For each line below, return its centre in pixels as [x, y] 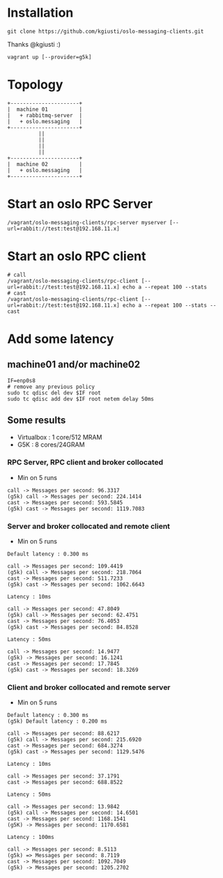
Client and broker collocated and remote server [89, 688]
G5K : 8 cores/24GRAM [51, 445]
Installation [40, 13]
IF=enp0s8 [22, 380]
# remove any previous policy [51, 387]
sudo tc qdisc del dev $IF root [54, 393]
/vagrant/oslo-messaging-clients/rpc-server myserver [87, 222]
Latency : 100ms [31, 838]
